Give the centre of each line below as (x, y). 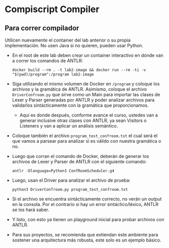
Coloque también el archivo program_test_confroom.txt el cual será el (85, 136)
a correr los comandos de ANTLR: (47, 61)
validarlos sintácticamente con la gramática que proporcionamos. (80, 105)
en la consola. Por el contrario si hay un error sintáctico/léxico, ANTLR (85, 204)
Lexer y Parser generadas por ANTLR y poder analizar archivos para (83, 100)
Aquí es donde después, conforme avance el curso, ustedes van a (89, 115)
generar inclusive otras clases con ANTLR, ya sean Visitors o (83, 120)
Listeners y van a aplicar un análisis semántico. (69, 126)
